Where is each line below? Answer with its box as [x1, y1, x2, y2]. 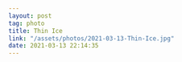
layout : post [8, 11, 52, 20]
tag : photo [8, 19, 45, 27]
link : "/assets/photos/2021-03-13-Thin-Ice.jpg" [8, 34, 175, 43]
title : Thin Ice [8, 27, 63, 35]
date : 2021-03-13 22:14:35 [8, 42, 99, 50]
